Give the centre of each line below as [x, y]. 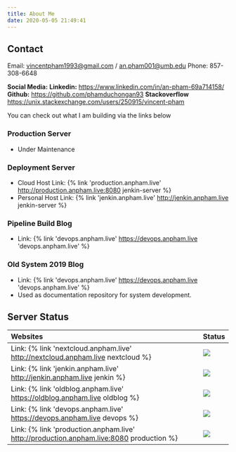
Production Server [39, 134]
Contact [25, 49]
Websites [27, 337]
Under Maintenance [46, 149]
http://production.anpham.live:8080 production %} [94, 439]
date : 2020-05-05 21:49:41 [47, 20]
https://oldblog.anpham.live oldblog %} [75, 398]
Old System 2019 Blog [46, 265]
